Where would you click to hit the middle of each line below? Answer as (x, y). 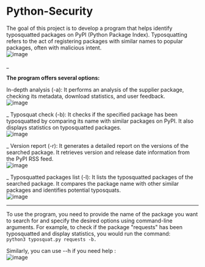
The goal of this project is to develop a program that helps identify (89, 28)
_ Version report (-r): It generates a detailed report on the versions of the (98, 145)
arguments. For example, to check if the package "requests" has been (95, 227)
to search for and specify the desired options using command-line (89, 221)
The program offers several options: (53, 78)
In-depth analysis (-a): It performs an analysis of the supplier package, (95, 89)
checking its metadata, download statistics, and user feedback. (86, 96)
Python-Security (50, 11)
